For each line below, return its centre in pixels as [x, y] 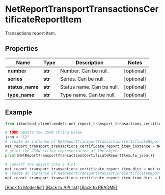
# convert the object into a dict [41, 164]
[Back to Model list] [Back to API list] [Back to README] [61, 188]
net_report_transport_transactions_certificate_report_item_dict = [76, 169]
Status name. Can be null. [90, 87]
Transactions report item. [31, 33]
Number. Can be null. [84, 71]
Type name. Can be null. [88, 95]
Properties [22, 49]
